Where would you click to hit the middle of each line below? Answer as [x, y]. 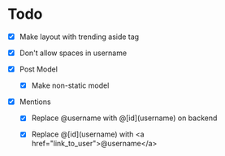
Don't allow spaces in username [73, 53]
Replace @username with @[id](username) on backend [124, 118]
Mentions [35, 102]
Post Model [39, 69]
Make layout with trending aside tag [79, 37]
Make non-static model [70, 85]
